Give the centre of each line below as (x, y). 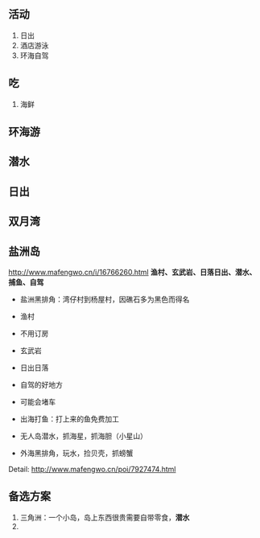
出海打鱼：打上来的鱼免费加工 (69, 419)
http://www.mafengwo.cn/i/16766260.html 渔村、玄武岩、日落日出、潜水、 (132, 272)
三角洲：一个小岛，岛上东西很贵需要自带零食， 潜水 (105, 517)
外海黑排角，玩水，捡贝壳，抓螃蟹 (76, 453)
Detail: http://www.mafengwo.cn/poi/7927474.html (92, 469)
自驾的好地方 (41, 385)
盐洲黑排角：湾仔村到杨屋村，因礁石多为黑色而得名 (105, 299)
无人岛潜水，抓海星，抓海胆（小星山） (83, 436)
